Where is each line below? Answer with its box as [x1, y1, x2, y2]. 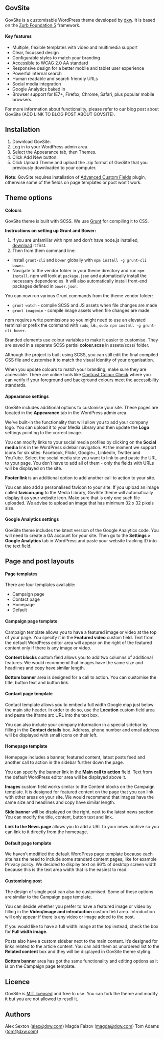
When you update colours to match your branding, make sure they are [5, 366, 147, 372]
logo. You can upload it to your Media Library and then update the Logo [5, 424, 149, 430]
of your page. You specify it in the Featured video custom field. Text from [5, 634, 154, 640]
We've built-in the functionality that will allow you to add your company [5, 419, 148, 425]
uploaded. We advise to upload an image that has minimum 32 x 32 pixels [5, 500, 154, 505]
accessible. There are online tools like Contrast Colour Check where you [5, 372, 151, 378]
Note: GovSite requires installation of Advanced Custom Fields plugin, [5, 174, 146, 180]
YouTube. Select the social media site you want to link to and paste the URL [5, 454, 157, 461]
